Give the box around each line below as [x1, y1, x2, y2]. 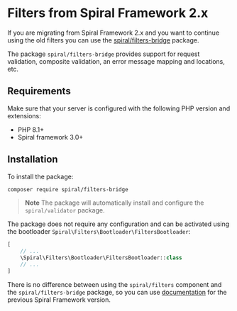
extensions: [7, 111, 41, 120]
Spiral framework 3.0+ [17, 132, 84, 141]
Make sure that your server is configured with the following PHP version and [7, 104, 231, 113]
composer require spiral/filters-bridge [7, 186, 129, 193]
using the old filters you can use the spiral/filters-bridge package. [7, 35, 199, 44]
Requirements [7, 85, 71, 97]
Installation [7, 154, 58, 166]
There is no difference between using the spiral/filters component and [7, 280, 222, 288]
